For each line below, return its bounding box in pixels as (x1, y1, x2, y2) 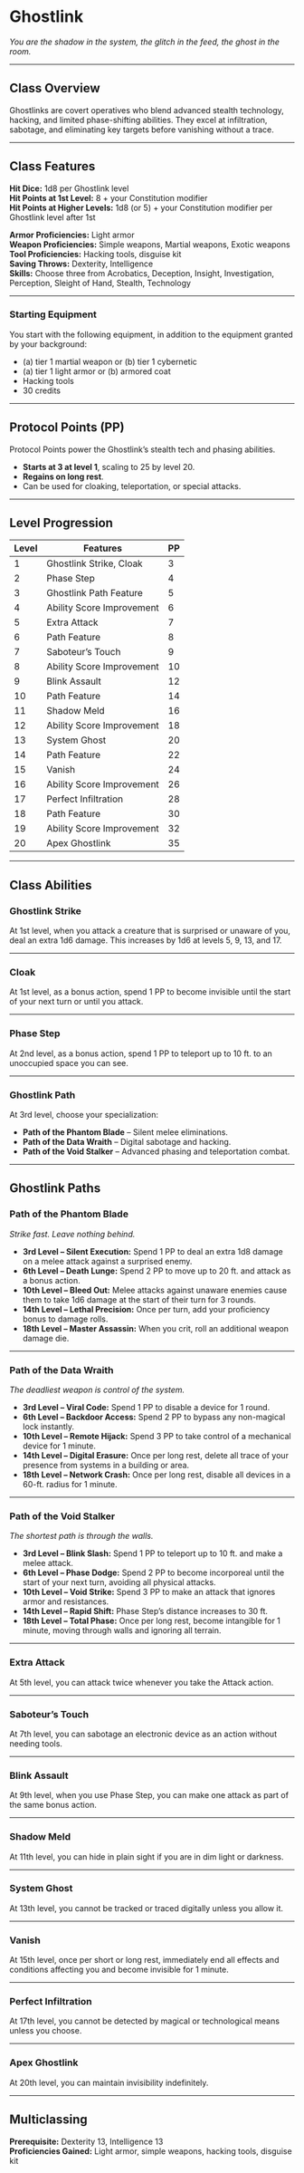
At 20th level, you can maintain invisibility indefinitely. (9, 2077, 209, 2088)
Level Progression (9, 515, 113, 531)
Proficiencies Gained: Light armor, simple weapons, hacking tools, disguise (9, 2145, 292, 2157)
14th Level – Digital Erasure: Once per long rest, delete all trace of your (22, 1450, 290, 1461)
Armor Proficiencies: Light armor (9, 229, 136, 240)
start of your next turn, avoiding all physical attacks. (22, 1577, 216, 1588)
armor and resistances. (22, 1596, 109, 1607)
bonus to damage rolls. (22, 1313, 109, 1324)
